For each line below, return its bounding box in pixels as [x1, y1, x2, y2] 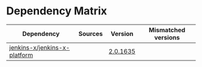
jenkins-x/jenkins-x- [9, 43, 70, 51]
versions [154, 33, 180, 41]
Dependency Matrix [6, 4, 107, 18]
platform [9, 51, 33, 59]
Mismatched [148, 26, 186, 34]
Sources [78, 29, 103, 38]
